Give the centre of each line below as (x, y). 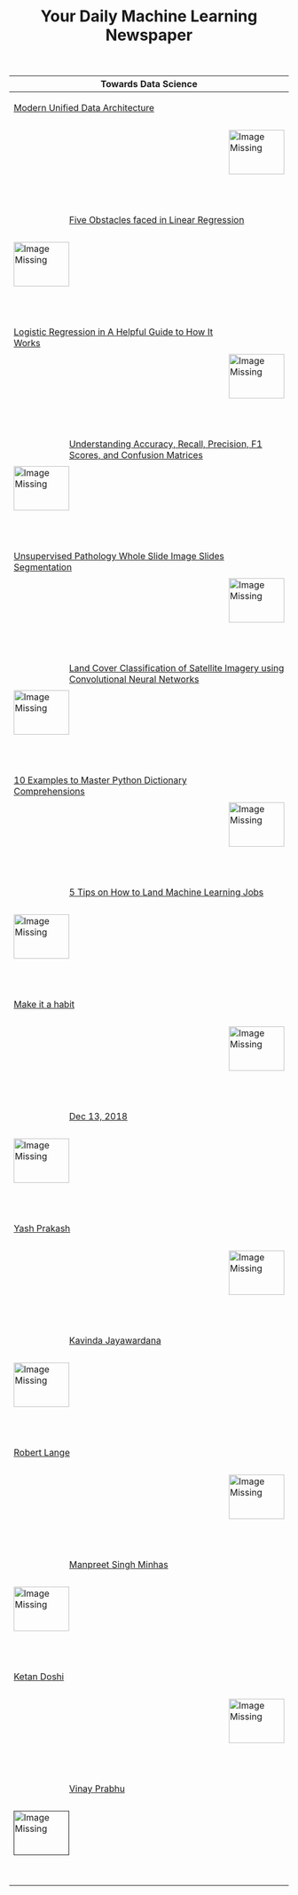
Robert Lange (42, 1453)
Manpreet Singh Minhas (119, 1565)
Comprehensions (50, 792)
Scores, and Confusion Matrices (137, 455)
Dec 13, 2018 (99, 1117)
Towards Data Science (149, 84)
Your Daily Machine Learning (149, 16)
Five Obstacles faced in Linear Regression (157, 220)
